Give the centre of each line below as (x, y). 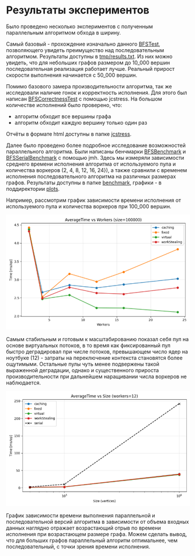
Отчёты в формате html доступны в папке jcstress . (69, 134)
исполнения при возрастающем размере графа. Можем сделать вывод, (97, 534)
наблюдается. (23, 382)
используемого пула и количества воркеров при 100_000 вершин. (89, 206)
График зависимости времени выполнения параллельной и (81, 515)
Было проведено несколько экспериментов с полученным (79, 26)
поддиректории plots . (33, 188)
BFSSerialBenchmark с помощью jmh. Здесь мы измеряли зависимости (95, 157)
